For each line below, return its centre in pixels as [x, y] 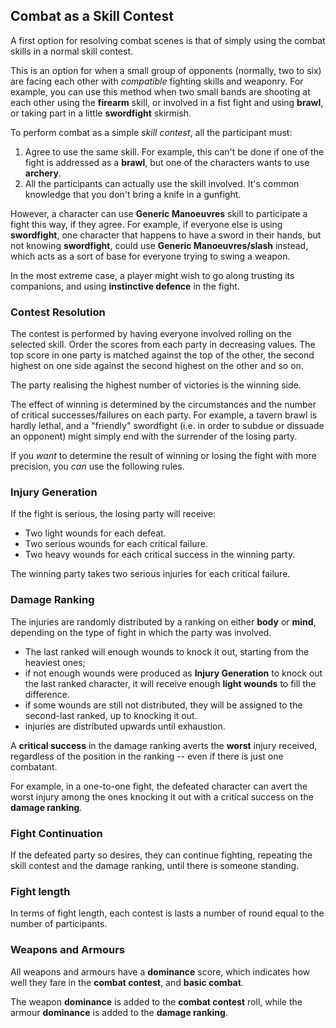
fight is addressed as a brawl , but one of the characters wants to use [167, 162]
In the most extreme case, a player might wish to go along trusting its [152, 275]
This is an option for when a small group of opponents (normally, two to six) [166, 70]
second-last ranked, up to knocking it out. [111, 715]
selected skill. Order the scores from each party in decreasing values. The [163, 345]
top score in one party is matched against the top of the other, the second [162, 355]
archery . [43, 173]
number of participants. [59, 924]
